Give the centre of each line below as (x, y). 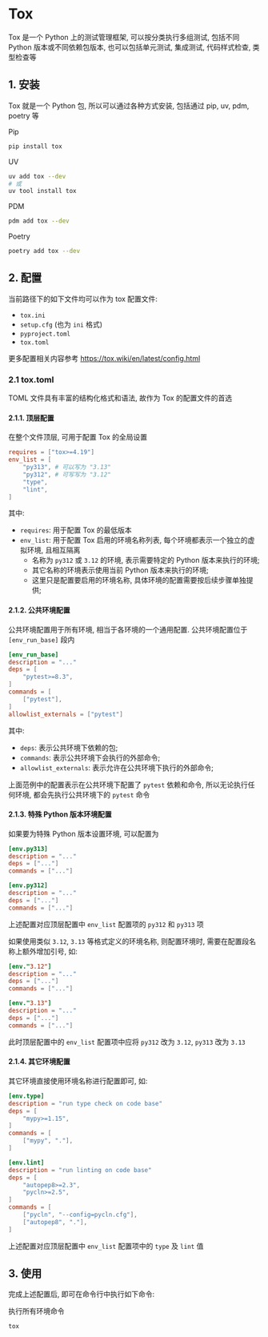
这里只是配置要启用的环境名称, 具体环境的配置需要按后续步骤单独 (139, 580)
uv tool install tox (43, 191)
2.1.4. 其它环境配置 (39, 1062)
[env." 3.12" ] (30, 966)
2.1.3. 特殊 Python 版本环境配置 (60, 814)
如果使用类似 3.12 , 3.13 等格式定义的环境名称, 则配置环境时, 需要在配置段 (129, 941)
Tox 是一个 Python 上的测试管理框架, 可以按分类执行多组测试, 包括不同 (124, 37)
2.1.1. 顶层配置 (31, 418)
